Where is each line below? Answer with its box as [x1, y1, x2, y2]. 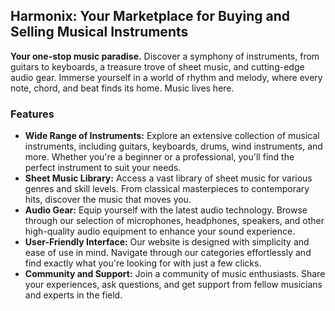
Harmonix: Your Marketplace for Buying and [10, 8, 291, 25]
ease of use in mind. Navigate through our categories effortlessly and [24, 247, 312, 259]
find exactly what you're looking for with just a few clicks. [24, 257, 262, 269]
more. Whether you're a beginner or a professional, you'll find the [24, 151, 295, 163]
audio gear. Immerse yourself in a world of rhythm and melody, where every [10, 71, 323, 83]
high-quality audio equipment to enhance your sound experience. [24, 225, 296, 238]
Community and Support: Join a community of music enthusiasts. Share [24, 268, 326, 280]
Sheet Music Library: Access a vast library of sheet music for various [24, 172, 313, 184]
